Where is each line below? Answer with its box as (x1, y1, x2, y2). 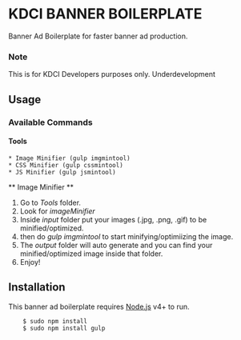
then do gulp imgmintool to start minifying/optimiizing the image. (19, 231, 234, 241)
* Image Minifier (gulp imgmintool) (8, 154, 131, 162)
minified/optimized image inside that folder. (19, 249, 163, 258)
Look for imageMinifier (19, 206, 96, 216)
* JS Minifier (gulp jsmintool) (8, 168, 116, 176)
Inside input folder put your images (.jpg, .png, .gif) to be (19, 214, 207, 224)
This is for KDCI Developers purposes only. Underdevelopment (8, 70, 216, 79)
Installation (8, 281, 66, 294)
